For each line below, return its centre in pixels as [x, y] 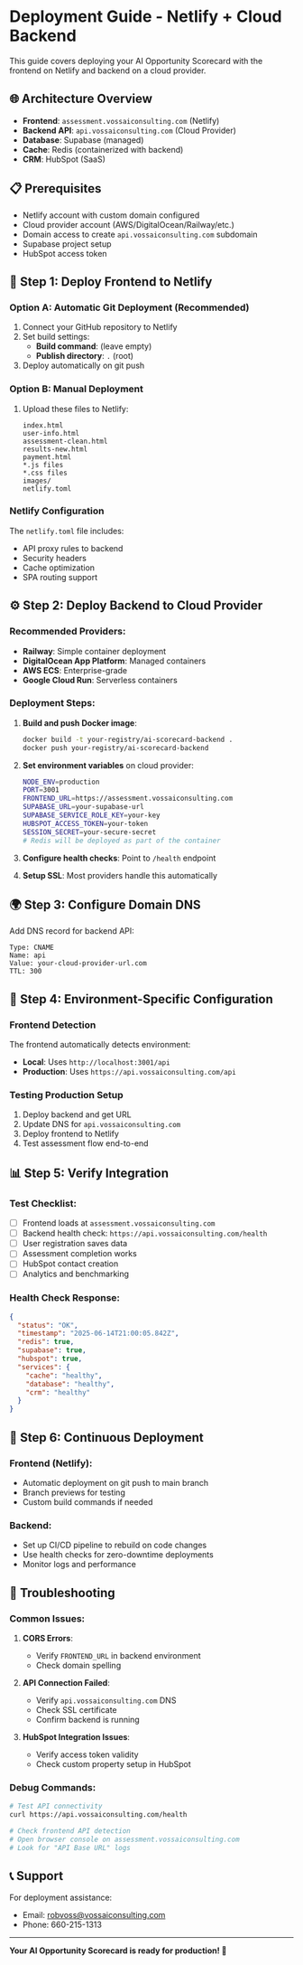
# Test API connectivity [56, 1806]
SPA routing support [60, 577]
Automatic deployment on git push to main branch [115, 1482]
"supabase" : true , [52, 1350]
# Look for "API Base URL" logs [70, 1847]
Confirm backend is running [87, 1719]
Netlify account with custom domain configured [111, 215]
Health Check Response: [64, 1298]
